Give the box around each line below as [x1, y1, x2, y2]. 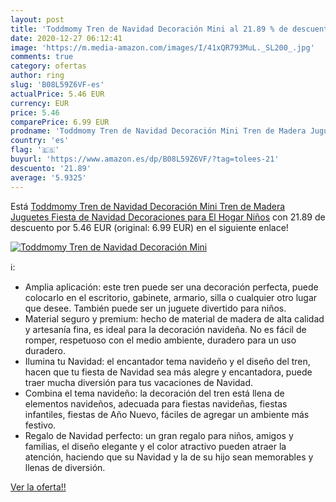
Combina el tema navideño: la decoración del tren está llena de [24, 387, 285, 399]
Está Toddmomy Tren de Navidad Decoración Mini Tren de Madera [10, 200, 286, 212]
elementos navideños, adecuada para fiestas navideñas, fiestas [24, 397, 288, 410]
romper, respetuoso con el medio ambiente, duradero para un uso [24, 334, 297, 346]
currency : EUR [10, 98, 70, 108]
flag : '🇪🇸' [10, 145, 60, 155]
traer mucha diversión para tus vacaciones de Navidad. [24, 376, 254, 388]
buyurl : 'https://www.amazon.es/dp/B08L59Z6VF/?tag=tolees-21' [10, 154, 280, 164]
